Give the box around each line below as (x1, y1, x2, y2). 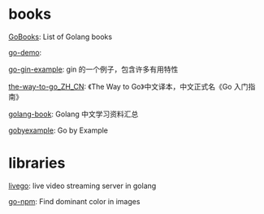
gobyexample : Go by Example (8, 125, 108, 135)
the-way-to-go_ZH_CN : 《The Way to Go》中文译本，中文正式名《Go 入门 (8, 81, 249, 91)
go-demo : (8, 47, 42, 57)
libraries (8, 154, 66, 173)
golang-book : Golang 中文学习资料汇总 (8, 109, 139, 119)
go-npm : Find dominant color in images (8, 196, 141, 206)
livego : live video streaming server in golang (8, 181, 157, 190)
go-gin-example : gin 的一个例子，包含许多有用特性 (8, 64, 179, 74)
